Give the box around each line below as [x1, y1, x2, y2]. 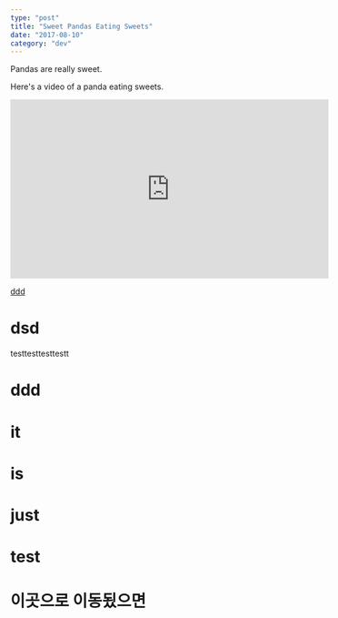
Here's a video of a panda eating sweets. [10, 81, 164, 92]
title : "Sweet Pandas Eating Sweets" [10, 22, 154, 31]
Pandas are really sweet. [10, 64, 103, 75]
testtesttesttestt [10, 348, 69, 360]
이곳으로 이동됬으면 [10, 591, 146, 612]
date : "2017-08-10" [10, 30, 84, 39]
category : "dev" [10, 38, 72, 48]
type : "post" [10, 13, 60, 23]
